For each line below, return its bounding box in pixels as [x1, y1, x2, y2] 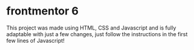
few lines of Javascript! [6, 37, 65, 44]
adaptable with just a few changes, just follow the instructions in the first [6, 30, 188, 37]
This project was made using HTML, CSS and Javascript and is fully [6, 24, 176, 31]
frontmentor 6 [6, 4, 79, 18]
